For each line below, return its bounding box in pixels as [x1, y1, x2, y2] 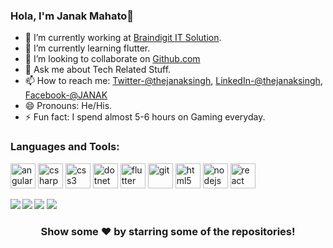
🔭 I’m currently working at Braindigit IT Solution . [24, 32, 222, 44]
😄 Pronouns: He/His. [24, 100, 113, 112]
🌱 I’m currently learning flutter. [24, 42, 151, 54]
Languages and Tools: [10, 140, 120, 154]
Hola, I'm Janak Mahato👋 [10, 9, 135, 23]
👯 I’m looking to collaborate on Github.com [24, 53, 201, 65]
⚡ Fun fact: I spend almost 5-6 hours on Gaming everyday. [24, 111, 266, 123]
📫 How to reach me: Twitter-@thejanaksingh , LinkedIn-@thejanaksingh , [24, 75, 323, 87]
